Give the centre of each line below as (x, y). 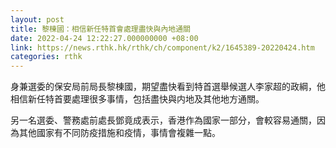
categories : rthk (46, 57)
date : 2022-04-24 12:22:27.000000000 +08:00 (104, 38)
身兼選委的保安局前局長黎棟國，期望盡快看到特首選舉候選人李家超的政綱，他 (168, 87)
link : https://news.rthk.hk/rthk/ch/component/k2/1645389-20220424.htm (162, 47)
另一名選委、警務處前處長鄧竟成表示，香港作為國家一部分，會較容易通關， (163, 120)
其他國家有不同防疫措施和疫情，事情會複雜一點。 (119, 133)
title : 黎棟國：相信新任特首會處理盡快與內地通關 (100, 29)
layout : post (37, 19)
